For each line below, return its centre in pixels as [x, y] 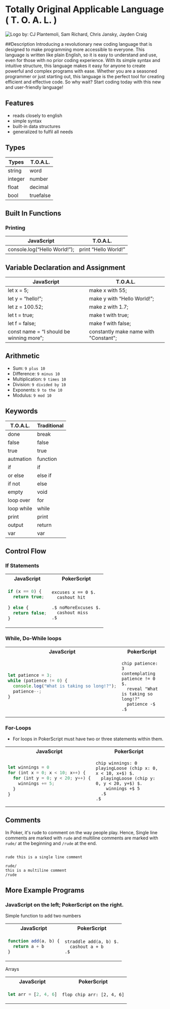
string [15, 170]
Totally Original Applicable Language [85, 9]
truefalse [40, 195]
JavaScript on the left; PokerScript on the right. [65, 905]
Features [19, 103]
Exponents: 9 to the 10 [37, 390]
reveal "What [142, 689]
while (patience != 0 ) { [38, 681]
